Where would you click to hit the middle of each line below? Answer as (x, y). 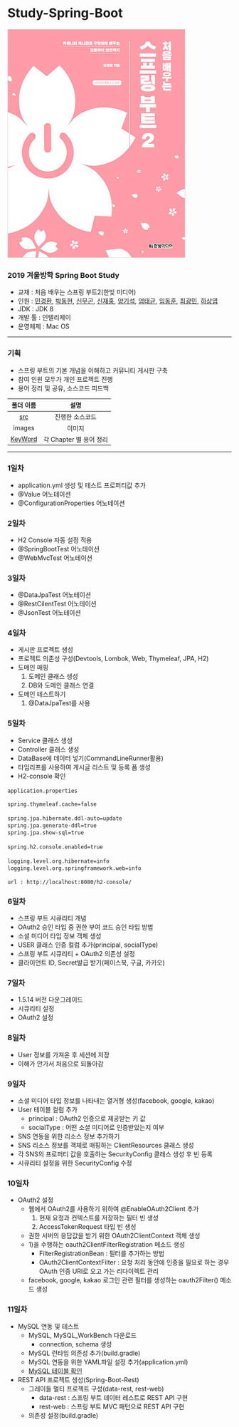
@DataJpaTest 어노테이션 (54, 595)
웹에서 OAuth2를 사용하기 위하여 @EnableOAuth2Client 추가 (113, 1209)
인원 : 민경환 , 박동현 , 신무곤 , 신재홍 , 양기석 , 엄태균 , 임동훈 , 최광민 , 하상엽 (118, 301)
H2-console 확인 (42, 776)
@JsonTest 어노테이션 (49, 613)
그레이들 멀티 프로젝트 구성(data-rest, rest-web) (96, 1389)
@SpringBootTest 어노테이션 (58, 549)
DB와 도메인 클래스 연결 (61, 685)
